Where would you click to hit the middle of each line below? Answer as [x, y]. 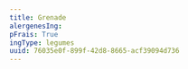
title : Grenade [38, 17]
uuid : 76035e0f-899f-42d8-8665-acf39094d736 [94, 51]
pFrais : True [34, 34]
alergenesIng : [36, 26]
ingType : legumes [42, 43]
